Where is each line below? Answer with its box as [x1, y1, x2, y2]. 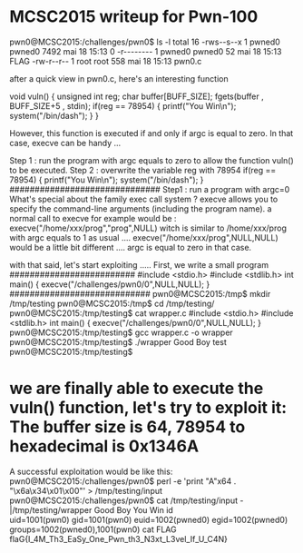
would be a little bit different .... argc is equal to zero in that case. [9, 242, 252, 252]
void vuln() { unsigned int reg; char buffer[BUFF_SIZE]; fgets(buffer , [9, 91, 265, 102]
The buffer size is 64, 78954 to [9, 417, 246, 438]
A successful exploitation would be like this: [9, 466, 173, 477]
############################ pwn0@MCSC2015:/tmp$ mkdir [9, 288, 271, 299]
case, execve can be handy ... [9, 137, 122, 148]
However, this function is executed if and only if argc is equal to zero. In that [9, 127, 294, 138]
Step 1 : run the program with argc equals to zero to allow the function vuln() [9, 154, 295, 165]
